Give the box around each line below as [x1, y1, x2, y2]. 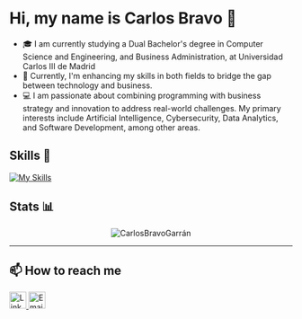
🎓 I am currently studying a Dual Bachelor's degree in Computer [22, 38, 263, 49]
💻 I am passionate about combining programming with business [22, 90, 262, 101]
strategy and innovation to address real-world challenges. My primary [22, 102, 281, 113]
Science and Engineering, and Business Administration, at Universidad [22, 51, 283, 62]
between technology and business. [22, 80, 153, 91]
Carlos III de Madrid [22, 60, 96, 71]
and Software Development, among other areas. [22, 121, 200, 133]
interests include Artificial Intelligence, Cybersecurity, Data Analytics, [22, 112, 279, 123]
